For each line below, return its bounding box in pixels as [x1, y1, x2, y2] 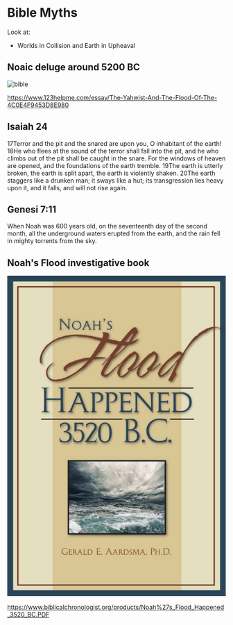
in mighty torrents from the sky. [7, 237, 97, 245]
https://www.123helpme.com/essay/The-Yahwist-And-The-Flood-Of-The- [7, 93, 217, 101]
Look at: [7, 28, 31, 36]
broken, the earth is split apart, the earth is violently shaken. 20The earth [7, 169, 216, 177]
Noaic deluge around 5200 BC [7, 61, 141, 74]
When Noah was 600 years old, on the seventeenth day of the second [7, 222, 208, 231]
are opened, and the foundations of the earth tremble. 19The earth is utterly [7, 161, 223, 169]
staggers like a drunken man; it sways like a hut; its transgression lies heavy [7, 176, 224, 185]
